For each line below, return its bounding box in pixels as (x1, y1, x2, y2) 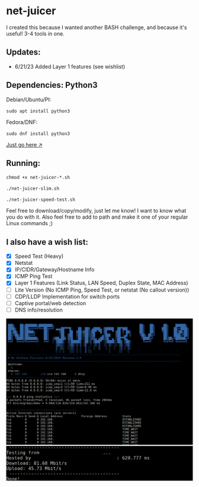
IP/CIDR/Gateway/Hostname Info (14, 266, 95, 273)
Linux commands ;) (6, 220, 53, 227)
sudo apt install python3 (6, 108, 70, 114)
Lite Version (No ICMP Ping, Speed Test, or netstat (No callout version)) (14, 286, 190, 293)
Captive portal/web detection (14, 299, 86, 306)
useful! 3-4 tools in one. (6, 30, 65, 37)
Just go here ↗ (6, 141, 43, 148)
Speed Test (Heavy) (14, 253, 64, 260)
